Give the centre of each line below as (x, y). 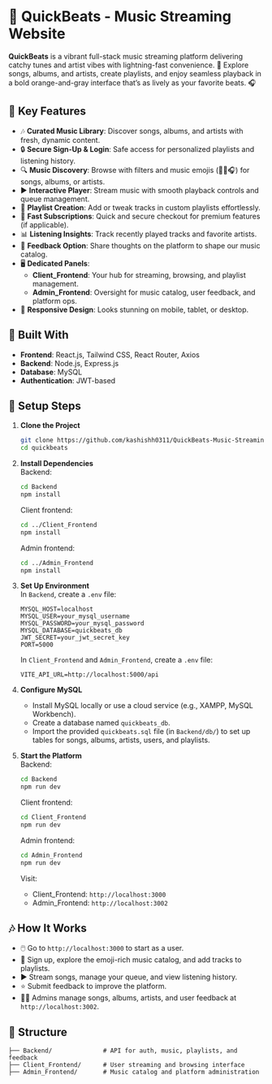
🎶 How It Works (47, 929)
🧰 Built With (39, 335)
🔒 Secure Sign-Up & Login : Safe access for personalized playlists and (137, 149)
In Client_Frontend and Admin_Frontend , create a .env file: (117, 660)
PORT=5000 (37, 645)
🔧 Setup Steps (45, 406)
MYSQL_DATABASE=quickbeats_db (71, 631)
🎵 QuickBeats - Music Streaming (120, 17)
